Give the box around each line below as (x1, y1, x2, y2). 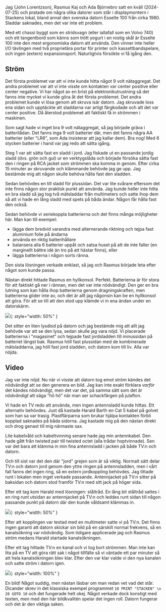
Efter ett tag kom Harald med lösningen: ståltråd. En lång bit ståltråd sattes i (5, 489, 160, 495)
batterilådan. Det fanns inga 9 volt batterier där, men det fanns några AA (5, 130, 153, 136)
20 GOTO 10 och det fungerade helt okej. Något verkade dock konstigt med (5, 590, 157, 596)
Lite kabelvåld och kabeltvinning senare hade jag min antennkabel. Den (5, 433, 151, 439)
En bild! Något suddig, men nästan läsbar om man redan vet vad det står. (5, 580, 154, 586)
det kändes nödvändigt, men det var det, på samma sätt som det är (5, 387, 143, 393)
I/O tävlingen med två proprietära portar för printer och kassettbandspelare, (5, 46, 160, 51)
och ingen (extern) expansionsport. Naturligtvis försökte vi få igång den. (5, 51, 153, 56)
